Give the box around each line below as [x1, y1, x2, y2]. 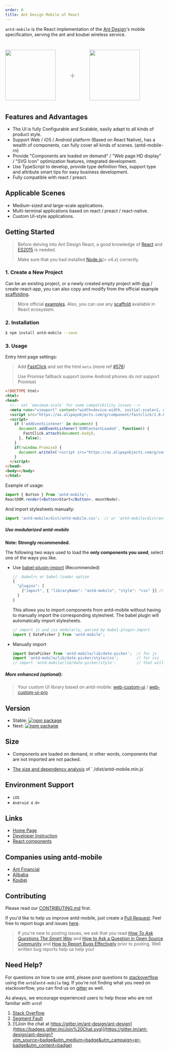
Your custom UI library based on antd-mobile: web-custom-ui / [17, 684, 148, 690]
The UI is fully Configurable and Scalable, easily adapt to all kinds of [12, 126, 154, 132]
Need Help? [5, 961, 43, 970]
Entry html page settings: [5, 354, 57, 360]
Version [5, 704, 30, 713]
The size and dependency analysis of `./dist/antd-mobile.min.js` [12, 766, 145, 772]
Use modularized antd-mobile [5, 527, 69, 533]
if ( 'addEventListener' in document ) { [14, 422, 98, 427]
